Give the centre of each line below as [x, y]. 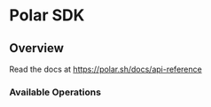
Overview [37, 48]
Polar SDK [47, 15]
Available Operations [55, 92]
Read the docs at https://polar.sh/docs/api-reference [105, 69]
